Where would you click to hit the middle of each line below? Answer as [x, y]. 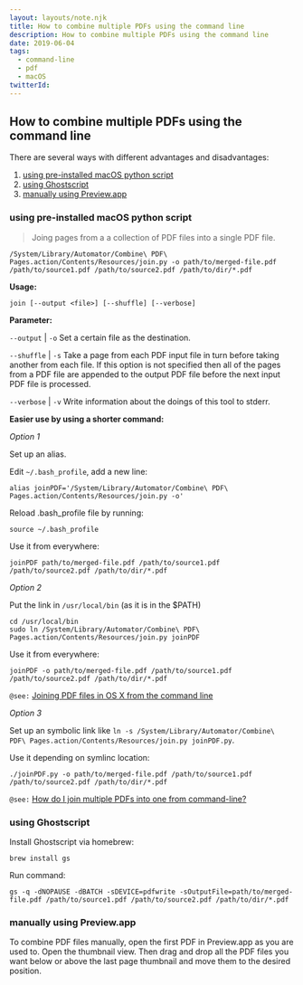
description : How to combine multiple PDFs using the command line [139, 34]
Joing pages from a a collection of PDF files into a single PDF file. [153, 237]
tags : [19, 52]
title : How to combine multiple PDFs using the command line [127, 26]
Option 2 [26, 587]
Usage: [24, 287]
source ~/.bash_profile [54, 529]
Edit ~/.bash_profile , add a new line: [78, 471]
